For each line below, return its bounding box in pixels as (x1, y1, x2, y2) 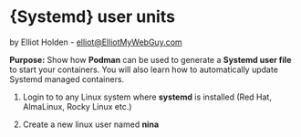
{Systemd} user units (9, 6, 176, 27)
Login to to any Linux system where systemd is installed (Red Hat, (22, 91, 272, 102)
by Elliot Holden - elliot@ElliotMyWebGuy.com (9, 37, 182, 47)
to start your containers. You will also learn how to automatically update (9, 64, 278, 75)
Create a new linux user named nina (22, 119, 160, 130)
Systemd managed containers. (9, 73, 125, 84)
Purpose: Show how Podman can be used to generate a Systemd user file (9, 54, 292, 65)
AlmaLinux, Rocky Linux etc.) (22, 100, 132, 111)
